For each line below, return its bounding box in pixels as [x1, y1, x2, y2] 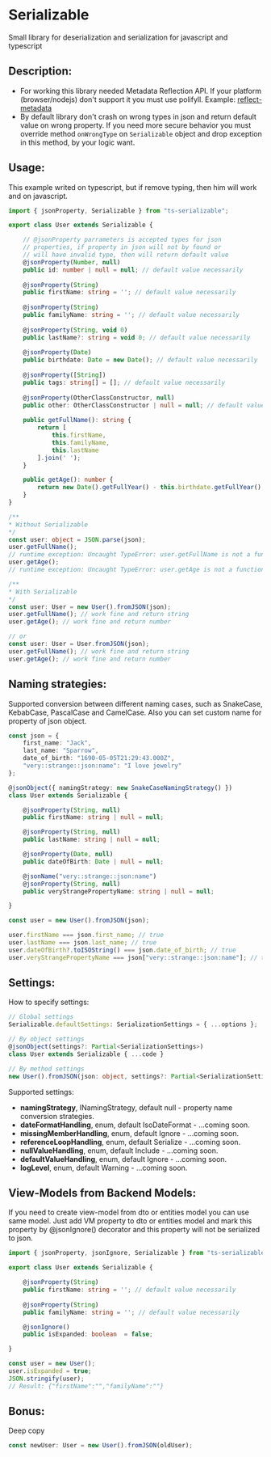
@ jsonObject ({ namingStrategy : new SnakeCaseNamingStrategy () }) [8, 783, 232, 792]
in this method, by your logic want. [19, 137, 135, 147]
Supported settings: [8, 1087, 74, 1096]
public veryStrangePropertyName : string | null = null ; [23, 887, 215, 895]
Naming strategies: [8, 678, 107, 691]
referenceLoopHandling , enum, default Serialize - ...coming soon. [19, 1137, 241, 1147]
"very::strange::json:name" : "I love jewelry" [23, 762, 182, 770]
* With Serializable [8, 588, 78, 596]
